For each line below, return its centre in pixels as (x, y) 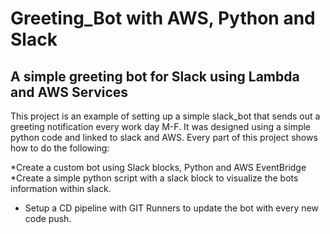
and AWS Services (69, 92)
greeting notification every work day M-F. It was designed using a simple (161, 126)
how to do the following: (60, 148)
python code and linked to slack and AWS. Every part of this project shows (164, 137)
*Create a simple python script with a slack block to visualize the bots (154, 178)
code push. (48, 218)
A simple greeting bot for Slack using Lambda (155, 76)
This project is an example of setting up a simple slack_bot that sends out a (165, 116)
